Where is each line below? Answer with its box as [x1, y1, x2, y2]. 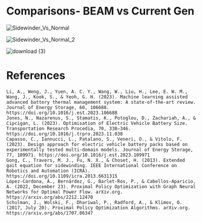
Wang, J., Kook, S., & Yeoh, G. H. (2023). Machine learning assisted [6, 94, 188, 100]
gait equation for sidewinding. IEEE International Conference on [6, 162, 177, 168]
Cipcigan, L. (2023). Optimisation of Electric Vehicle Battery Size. [6, 120, 188, 126]
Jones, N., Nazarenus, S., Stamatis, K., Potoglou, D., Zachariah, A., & [6, 115, 197, 121]
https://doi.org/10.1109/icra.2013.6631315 [6, 173, 118, 179]
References [6, 69, 65, 83]
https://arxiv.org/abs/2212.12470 [6, 194, 94, 200]
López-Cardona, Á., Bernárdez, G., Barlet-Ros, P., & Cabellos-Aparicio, [6, 178, 197, 185]
